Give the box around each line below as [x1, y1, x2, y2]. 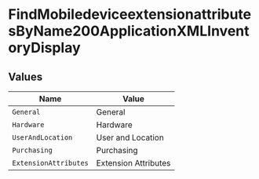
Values [8, 70, 43, 83]
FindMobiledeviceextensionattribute [8, 5, 252, 24]
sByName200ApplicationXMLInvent [8, 22, 250, 40]
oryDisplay [8, 39, 81, 57]
